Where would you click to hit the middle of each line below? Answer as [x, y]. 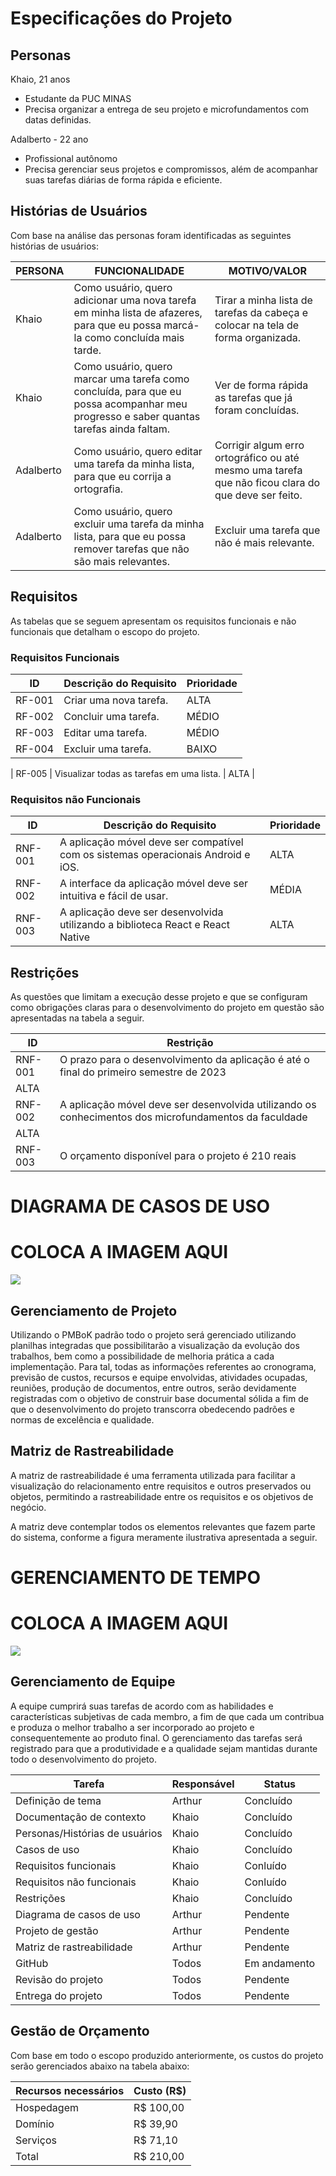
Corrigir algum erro [259, 445]
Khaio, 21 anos [40, 79]
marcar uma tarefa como [131, 379]
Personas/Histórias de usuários [89, 1833]
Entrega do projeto [59, 1995]
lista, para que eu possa [130, 536]
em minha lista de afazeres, [138, 312]
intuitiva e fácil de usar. [114, 896]
